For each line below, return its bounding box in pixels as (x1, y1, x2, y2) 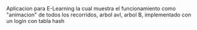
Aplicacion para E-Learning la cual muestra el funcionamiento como (6, 5, 176, 12)
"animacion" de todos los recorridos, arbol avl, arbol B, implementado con (6, 11, 192, 18)
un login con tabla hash (6, 18, 65, 24)
